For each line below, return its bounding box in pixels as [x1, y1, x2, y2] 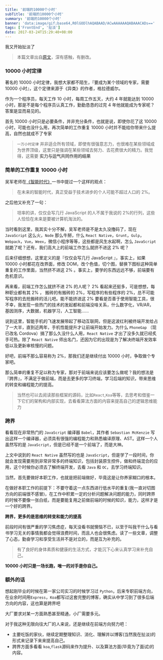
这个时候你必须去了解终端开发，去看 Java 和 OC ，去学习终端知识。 [13, 464, 145, 470]
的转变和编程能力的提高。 [5, 381, 56, 388]
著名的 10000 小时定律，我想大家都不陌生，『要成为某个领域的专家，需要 [5, 79, 149, 85]
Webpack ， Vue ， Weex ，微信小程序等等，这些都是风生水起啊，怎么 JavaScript [5, 238, 156, 244]
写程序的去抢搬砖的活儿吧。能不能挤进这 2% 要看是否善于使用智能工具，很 [5, 295, 155, 301]
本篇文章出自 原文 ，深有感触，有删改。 [16, 54, 94, 60]
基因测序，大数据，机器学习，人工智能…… [5, 308, 89, 313]
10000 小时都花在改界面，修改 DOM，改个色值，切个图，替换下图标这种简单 [5, 261, 158, 267]
